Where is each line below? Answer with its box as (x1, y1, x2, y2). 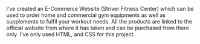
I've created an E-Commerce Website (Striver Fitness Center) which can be (6, 5, 195, 12)
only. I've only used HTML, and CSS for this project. (6, 31, 135, 38)
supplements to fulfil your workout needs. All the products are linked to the (6, 18, 192, 25)
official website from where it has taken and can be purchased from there (6, 24, 189, 31)
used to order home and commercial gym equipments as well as (6, 11, 166, 19)
